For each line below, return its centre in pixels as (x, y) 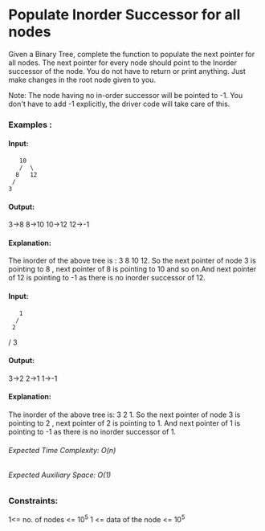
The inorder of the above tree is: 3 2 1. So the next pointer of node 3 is (124, 415)
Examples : (30, 125)
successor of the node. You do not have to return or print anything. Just (127, 71)
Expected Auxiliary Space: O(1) (60, 475)
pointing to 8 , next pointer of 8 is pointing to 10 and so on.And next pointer (132, 269)
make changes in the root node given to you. (82, 80)
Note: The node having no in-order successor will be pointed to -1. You (126, 95)
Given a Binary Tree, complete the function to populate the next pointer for (132, 54)
